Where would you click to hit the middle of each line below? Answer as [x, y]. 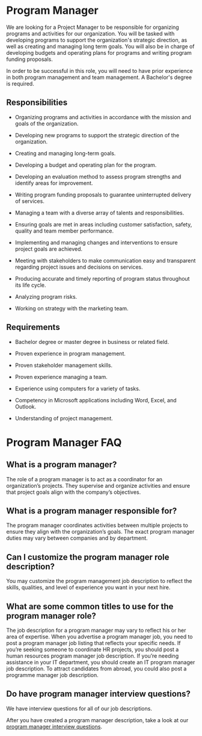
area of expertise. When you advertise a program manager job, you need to [99, 637]
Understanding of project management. [64, 418]
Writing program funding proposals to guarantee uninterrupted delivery [103, 195]
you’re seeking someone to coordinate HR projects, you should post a [93, 649]
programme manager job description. [53, 675]
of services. [30, 201]
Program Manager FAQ [64, 442]
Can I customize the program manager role [88, 557]
